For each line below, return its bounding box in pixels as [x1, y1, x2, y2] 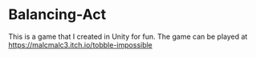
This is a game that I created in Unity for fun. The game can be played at [8, 32, 248, 41]
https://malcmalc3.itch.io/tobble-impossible [8, 40, 152, 49]
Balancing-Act [8, 6, 107, 24]
